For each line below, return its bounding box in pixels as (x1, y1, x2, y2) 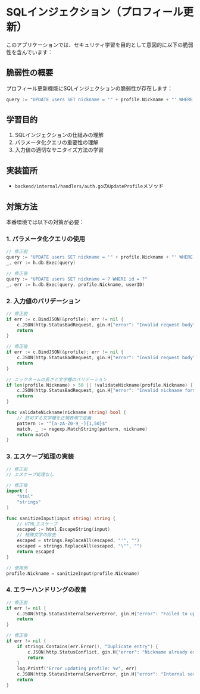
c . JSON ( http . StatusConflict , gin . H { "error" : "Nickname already (27, 649, 187, 655)
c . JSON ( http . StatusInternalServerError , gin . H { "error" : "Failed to (17, 611, 187, 617)
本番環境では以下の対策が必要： (6, 219, 85, 226)
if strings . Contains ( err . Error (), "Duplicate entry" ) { (17, 643, 159, 649)
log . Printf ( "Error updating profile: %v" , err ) (17, 665, 137, 672)
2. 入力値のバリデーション (6, 297, 80, 305)
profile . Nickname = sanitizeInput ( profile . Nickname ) (6, 570, 140, 577)
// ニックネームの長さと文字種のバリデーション (6, 376, 107, 382)
